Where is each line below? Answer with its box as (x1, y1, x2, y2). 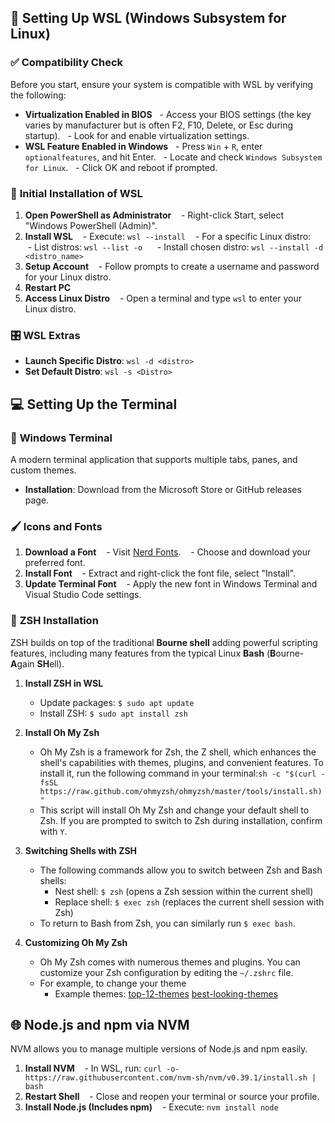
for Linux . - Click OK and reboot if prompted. (24, 161, 218, 173)
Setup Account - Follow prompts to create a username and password (24, 260, 320, 272)
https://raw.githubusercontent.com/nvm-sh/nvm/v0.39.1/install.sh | (24, 1073, 317, 1083)
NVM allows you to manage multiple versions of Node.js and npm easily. (10, 1043, 308, 1055)
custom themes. (10, 464, 77, 476)
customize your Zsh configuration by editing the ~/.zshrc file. (39, 966, 294, 978)
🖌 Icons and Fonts (10, 519, 103, 533)
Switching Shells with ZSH (24, 844, 138, 856)
